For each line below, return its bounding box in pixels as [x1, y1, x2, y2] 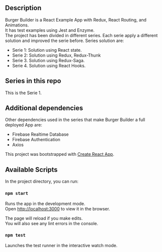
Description [5, 4, 41, 12]
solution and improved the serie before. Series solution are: [5, 38, 124, 43]
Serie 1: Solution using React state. [12, 47, 82, 53]
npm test [5, 232, 26, 238]
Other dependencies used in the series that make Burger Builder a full [5, 117, 145, 123]
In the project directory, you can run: [5, 178, 79, 185]
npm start [5, 190, 28, 196]
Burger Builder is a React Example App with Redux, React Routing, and [5, 17, 147, 22]
